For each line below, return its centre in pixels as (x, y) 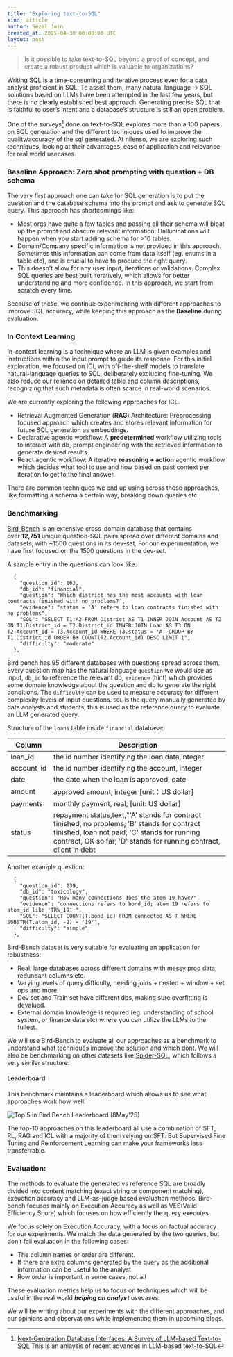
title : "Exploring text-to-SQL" (54, 14)
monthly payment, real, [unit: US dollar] (117, 803)
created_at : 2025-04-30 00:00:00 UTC (62, 33)
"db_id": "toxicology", (54, 891)
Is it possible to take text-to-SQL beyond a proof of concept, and (116, 59)
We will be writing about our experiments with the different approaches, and (116, 1311)
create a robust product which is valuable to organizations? (109, 67)
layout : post (26, 40)
